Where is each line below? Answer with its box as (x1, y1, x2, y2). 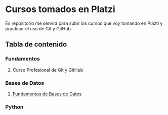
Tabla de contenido (5, 40, 67, 49)
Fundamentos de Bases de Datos (12, 91, 82, 97)
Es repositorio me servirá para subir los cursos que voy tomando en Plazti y (5, 20, 163, 26)
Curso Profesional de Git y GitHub (12, 67, 83, 73)
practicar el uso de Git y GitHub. (5, 25, 72, 31)
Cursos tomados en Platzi (5, 4, 115, 15)
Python (5, 103, 24, 110)
